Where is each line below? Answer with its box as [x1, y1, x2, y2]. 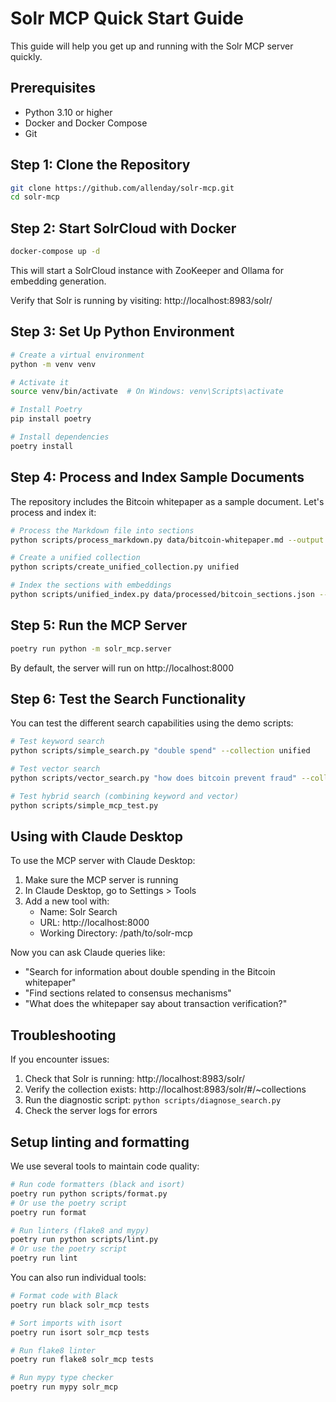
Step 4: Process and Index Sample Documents [10, 469, 305, 486]
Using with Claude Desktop [10, 828, 183, 846]
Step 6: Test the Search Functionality [10, 690, 247, 707]
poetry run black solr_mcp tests [10, 1300, 150, 1310]
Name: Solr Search [39, 906, 118, 918]
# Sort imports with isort [10, 1318, 123, 1328]
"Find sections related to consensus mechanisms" [24, 987, 232, 999]
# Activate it [10, 377, 70, 387]
